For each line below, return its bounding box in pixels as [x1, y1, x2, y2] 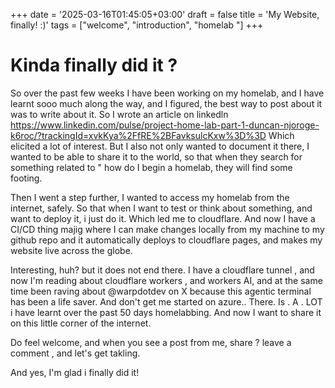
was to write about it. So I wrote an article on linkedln [10, 108, 229, 120]
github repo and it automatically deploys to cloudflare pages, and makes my [10, 234, 323, 246]
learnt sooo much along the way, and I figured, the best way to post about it [10, 97, 323, 109]
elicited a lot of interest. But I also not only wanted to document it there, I [10, 140, 310, 152]
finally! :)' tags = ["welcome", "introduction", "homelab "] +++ [10, 19, 264, 31]
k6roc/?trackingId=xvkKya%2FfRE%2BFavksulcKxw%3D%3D [10, 129, 267, 141]
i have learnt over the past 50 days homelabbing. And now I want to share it [10, 306, 322, 318]
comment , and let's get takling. [10, 347, 141, 359]
